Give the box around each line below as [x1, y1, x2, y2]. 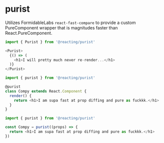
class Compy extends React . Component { [5, 89, 87, 94]
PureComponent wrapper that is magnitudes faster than [5, 24, 118, 30]
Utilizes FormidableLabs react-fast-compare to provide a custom [5, 20, 136, 25]
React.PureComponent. [5, 30, 53, 36]
